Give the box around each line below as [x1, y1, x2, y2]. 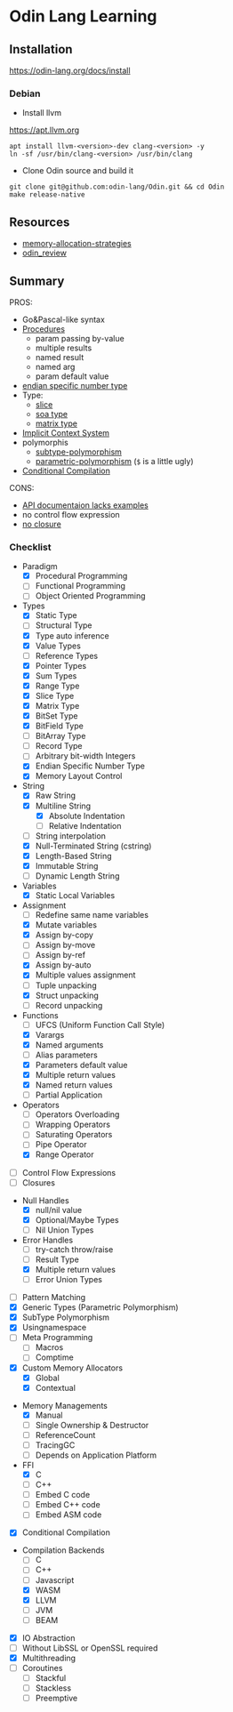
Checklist [9, 541, 52, 553]
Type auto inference [35, 630, 109, 641]
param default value [35, 371, 109, 382]
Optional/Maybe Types [35, 1214, 119, 1225]
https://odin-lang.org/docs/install [9, 65, 131, 76]
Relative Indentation [48, 820, 122, 831]
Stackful [35, 1673, 67, 1684]
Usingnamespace [21, 1322, 87, 1333]
